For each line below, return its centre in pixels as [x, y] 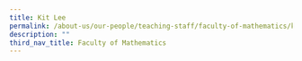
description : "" [40, 34]
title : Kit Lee [38, 17]
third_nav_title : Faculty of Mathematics [88, 43]
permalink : [30, 26]
